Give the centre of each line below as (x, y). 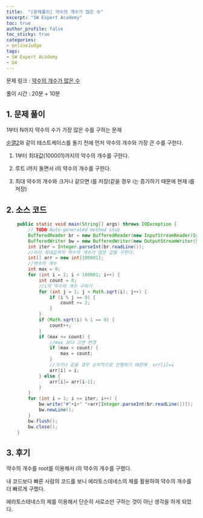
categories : (21, 40)
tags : (13, 51)
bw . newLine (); (56, 410)
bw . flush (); (43, 421)
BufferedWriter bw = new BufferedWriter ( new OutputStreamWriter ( (112, 241)
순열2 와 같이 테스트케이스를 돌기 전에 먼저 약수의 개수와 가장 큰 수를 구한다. (95, 143)
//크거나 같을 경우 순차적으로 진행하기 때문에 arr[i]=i (112, 365)
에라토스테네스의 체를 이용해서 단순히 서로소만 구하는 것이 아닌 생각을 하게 (93, 502)
